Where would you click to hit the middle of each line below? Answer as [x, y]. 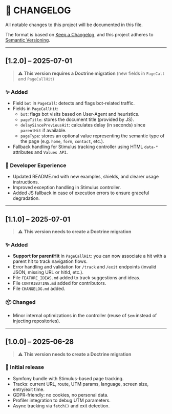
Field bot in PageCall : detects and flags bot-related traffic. [74, 103]
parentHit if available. [43, 131]
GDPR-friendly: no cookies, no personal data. [60, 395]
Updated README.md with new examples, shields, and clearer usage [86, 177]
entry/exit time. [29, 389]
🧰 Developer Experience [36, 165]
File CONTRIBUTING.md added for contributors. [59, 283]
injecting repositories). [36, 321]
